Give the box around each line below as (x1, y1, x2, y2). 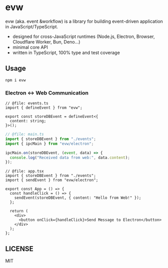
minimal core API (12, 44, 48, 50)
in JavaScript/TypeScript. (5, 23, 58, 29)
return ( (10, 209, 28, 214)
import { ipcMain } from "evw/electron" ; (5, 141, 94, 146)
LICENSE (5, 244, 34, 253)
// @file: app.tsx (5, 169, 44, 174)
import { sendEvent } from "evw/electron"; (5, 177, 99, 183)
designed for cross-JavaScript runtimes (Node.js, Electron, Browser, (12, 33, 155, 39)
